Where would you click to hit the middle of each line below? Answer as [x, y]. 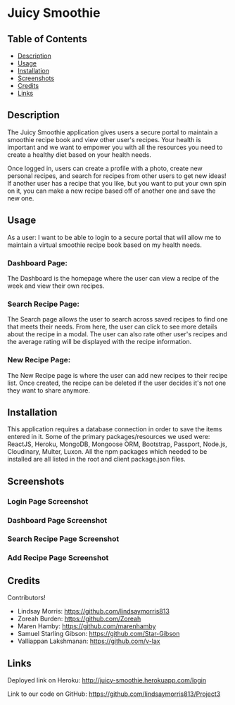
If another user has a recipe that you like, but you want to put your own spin [117, 183]
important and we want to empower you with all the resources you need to [115, 147]
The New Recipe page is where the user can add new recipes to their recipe [118, 375]
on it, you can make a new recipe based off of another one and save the [112, 191]
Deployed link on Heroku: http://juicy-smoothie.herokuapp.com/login [107, 680]
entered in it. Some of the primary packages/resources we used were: [109, 437]
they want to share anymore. [49, 390]
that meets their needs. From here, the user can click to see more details [113, 327]
